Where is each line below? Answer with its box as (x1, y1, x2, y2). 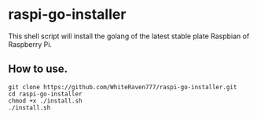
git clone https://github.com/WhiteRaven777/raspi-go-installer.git (8, 83, 237, 91)
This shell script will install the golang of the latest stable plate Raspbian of (8, 31, 250, 41)
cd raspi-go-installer (8, 90, 83, 98)
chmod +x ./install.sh (8, 96, 83, 105)
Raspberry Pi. (8, 39, 53, 49)
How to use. (8, 63, 68, 76)
